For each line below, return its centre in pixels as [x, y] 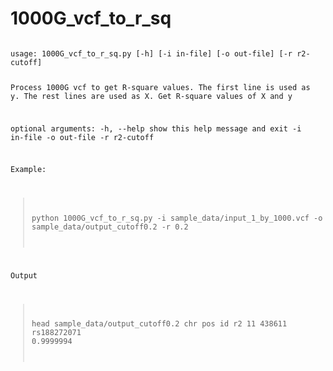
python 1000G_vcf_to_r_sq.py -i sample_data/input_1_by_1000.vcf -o [177, 218]
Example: [28, 170]
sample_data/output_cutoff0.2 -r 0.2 [110, 227]
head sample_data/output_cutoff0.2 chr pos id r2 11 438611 [159, 324]
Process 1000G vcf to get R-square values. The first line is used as [160, 87]
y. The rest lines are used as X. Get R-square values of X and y [151, 96]
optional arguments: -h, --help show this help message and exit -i [156, 128]
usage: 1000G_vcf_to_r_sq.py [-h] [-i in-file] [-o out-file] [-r [151, 53]
